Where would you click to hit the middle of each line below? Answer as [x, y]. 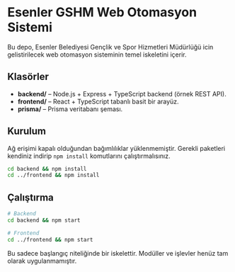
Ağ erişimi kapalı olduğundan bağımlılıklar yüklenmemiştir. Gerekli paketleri [116, 148]
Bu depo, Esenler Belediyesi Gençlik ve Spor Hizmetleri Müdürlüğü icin [110, 47]
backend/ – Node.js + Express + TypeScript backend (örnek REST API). [122, 93]
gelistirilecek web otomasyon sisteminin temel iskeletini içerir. [97, 55]
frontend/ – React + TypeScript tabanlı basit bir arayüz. [98, 101]
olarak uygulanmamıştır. [42, 261]
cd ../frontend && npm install [53, 175]
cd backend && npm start [44, 220]
